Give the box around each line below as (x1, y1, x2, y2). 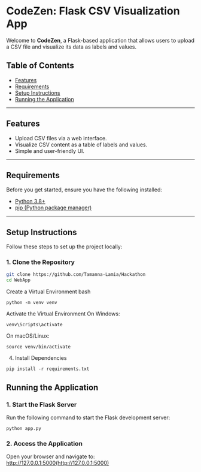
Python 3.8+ (14, 198, 46, 205)
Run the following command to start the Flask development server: (6, 414, 170, 421)
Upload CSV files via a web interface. (14, 134, 107, 142)
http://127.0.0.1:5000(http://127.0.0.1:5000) (6, 459, 109, 467)
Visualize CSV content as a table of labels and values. (14, 141, 148, 148)
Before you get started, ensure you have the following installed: (6, 186, 163, 193)
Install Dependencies (14, 354, 67, 362)
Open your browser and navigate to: (6, 453, 95, 460)
